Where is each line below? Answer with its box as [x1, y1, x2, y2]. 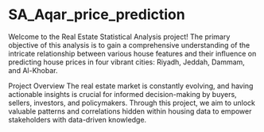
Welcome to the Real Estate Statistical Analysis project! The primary [8, 32, 231, 41]
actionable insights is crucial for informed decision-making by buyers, [8, 89, 237, 99]
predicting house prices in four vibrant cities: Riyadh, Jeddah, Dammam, [8, 57, 245, 67]
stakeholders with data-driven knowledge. [8, 115, 147, 124]
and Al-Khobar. [8, 65, 58, 75]
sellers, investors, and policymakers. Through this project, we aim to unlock [8, 98, 256, 107]
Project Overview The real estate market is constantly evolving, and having [8, 81, 254, 91]
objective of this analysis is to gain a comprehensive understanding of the [8, 40, 250, 49]
